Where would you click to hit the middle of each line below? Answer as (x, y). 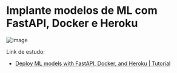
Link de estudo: (26, 51)
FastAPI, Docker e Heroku (72, 23)
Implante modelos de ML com (82, 11)
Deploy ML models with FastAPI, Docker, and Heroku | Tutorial (93, 63)
